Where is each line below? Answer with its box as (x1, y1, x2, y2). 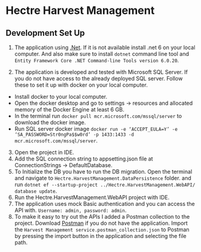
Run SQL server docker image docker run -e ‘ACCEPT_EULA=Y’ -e (14, 125, 178, 132)
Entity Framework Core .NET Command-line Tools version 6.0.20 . (14, 57, 179, 64)
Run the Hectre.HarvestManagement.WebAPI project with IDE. (14, 194, 170, 201)
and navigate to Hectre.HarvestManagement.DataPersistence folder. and (14, 174, 192, 182)
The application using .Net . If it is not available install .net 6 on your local (14, 44, 196, 51)
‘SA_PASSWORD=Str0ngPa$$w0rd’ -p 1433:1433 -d (14, 131, 134, 138)
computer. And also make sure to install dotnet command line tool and (14, 50, 189, 58)
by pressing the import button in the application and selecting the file (14, 233, 187, 239)
